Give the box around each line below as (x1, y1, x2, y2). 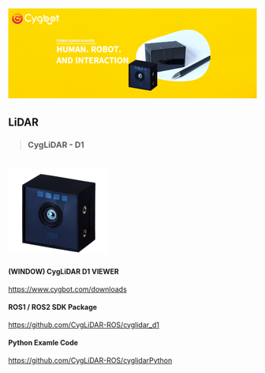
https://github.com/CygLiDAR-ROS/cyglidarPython (8, 356, 173, 365)
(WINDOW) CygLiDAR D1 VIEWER (8, 266, 120, 276)
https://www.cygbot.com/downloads (8, 284, 128, 294)
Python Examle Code (8, 338, 79, 348)
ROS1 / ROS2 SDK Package (8, 303, 97, 312)
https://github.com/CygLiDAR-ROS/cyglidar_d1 (8, 320, 160, 330)
